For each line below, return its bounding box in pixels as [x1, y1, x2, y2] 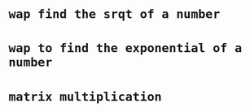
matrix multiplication [8, 88, 162, 104]
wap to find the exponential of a [8, 41, 243, 56]
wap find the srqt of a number [8, 6, 221, 22]
